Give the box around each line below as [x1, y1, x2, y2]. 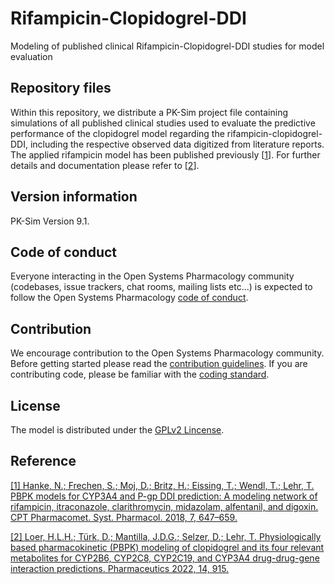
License [10, 397, 61, 414]
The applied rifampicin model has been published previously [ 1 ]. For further [10, 148, 321, 161]
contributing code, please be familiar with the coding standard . [10, 368, 270, 381]
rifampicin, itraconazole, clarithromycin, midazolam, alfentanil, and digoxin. [10, 500, 319, 512]
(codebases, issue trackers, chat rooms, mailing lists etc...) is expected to [10, 281, 313, 293]
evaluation [10, 50, 53, 62]
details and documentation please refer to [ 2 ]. [10, 159, 200, 171]
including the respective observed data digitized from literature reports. [29, 138, 325, 150]
